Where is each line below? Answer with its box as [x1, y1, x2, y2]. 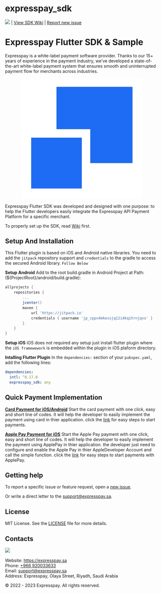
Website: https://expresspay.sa [5, 557, 67, 563]
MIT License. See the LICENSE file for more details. [5, 521, 108, 526]
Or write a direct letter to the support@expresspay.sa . [5, 493, 113, 499]
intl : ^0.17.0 [9, 375, 38, 380]
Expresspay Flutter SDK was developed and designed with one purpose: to [5, 203, 155, 209]
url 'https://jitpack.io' [31, 310, 83, 315]
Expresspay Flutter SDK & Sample [5, 37, 144, 48]
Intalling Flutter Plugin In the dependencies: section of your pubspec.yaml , [5, 355, 152, 360]
